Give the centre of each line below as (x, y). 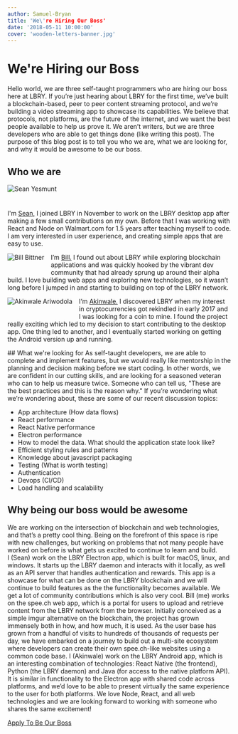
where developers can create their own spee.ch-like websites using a (109, 648)
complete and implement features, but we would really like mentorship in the (119, 361)
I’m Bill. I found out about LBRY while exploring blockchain (136, 257)
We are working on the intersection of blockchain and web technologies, (113, 527)
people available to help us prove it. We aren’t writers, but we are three (111, 127)
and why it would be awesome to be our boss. (75, 150)
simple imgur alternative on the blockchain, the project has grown (103, 618)
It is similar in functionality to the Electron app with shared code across (111, 678)
